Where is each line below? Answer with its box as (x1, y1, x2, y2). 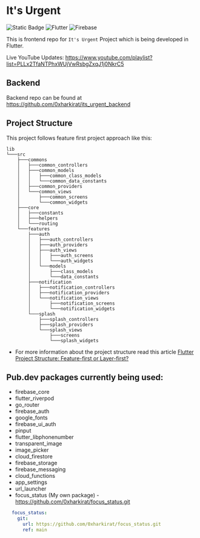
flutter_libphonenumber (15, 433, 74, 441)
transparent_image (15, 440, 62, 447)
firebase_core (15, 388, 50, 396)
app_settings (15, 478, 47, 486)
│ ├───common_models (17, 167, 75, 173)
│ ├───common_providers (17, 183, 83, 189)
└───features (17, 226, 50, 232)
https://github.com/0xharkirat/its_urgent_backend (6, 100, 131, 108)
